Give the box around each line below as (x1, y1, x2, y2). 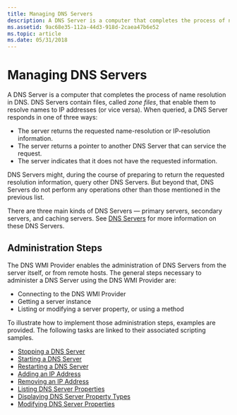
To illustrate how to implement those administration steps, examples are (7, 318, 217, 327)
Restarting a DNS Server (17, 362, 89, 370)
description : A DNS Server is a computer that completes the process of (7, 17, 226, 24)
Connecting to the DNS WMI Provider (17, 289, 126, 298)
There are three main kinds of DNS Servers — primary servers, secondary (7, 206, 222, 216)
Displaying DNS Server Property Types (17, 392, 130, 400)
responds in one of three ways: (7, 113, 98, 122)
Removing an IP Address (17, 377, 90, 385)
